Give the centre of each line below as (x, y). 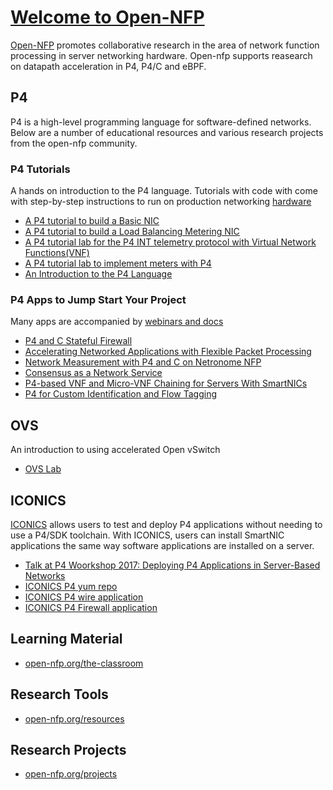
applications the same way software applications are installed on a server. (162, 545)
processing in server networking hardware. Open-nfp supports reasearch (161, 55)
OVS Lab (43, 469)
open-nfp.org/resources (74, 718)
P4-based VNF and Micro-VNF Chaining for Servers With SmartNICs (166, 383)
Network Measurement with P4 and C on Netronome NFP (143, 362)
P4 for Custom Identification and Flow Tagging (121, 394)
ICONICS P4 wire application (84, 597)
